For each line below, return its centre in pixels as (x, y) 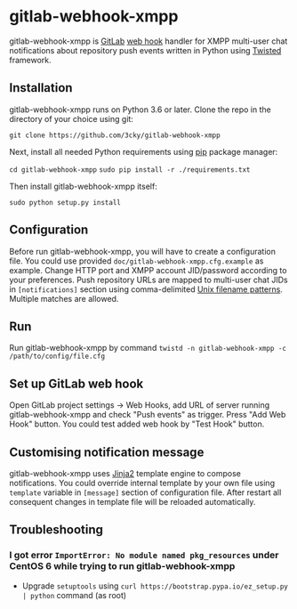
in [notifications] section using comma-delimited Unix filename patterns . (146, 289)
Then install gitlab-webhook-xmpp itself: (83, 186)
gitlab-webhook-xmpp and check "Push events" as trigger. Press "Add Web (148, 415)
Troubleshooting (56, 530)
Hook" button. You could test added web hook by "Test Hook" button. (137, 424)
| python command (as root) (74, 595)
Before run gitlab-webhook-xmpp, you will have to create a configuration (142, 251)
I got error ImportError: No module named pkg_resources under (144, 556)
